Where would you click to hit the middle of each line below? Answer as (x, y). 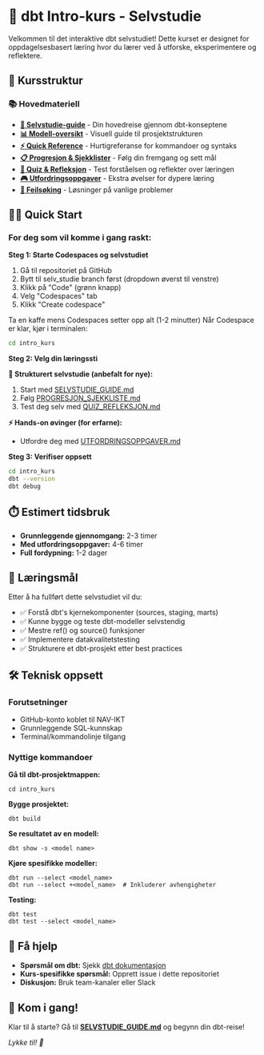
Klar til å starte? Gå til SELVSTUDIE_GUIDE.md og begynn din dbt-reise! (127, 1027)
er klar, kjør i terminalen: (48, 328)
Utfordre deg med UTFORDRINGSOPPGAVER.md (100, 441)
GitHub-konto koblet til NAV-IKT (72, 719)
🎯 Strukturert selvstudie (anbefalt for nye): (81, 374)
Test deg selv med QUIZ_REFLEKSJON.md (90, 407)
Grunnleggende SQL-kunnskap (71, 728)
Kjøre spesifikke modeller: (53, 864)
